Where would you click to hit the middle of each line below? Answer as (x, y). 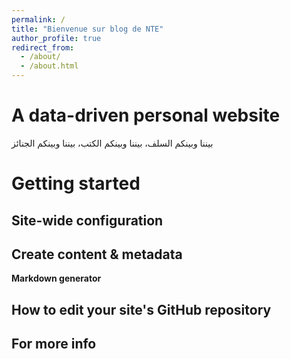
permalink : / (38, 19)
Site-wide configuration (87, 220)
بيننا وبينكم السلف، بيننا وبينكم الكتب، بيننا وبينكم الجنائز (112, 143)
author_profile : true (56, 38)
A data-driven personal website (146, 115)
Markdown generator (56, 278)
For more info (54, 344)
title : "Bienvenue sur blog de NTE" (87, 29)
